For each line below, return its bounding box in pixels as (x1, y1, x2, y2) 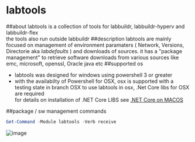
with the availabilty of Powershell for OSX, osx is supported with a (14, 77, 174, 85)
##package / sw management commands (6, 108, 107, 115)
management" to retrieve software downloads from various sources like (6, 54, 179, 61)
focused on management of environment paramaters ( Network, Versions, (6, 41, 184, 49)
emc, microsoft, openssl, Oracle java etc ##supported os (6, 60, 143, 67)
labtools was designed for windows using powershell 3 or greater (14, 71, 173, 78)
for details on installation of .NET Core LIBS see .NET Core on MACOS (14, 96, 183, 103)
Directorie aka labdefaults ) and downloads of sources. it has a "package (6, 47, 183, 54)
